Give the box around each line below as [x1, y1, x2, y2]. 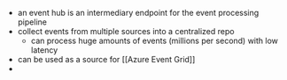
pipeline [17, 17, 47, 27]
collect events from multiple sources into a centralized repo [17, 26, 235, 36]
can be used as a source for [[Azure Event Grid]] [17, 55, 196, 64]
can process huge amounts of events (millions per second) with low [30, 35, 279, 46]
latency [30, 45, 58, 55]
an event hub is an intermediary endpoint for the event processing [17, 8, 260, 18]
